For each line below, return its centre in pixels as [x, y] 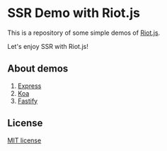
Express [29, 86]
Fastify [27, 101]
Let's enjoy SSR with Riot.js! [48, 46]
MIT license [24, 140]
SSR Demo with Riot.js [74, 13]
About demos [38, 69]
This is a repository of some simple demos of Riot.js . [84, 33]
